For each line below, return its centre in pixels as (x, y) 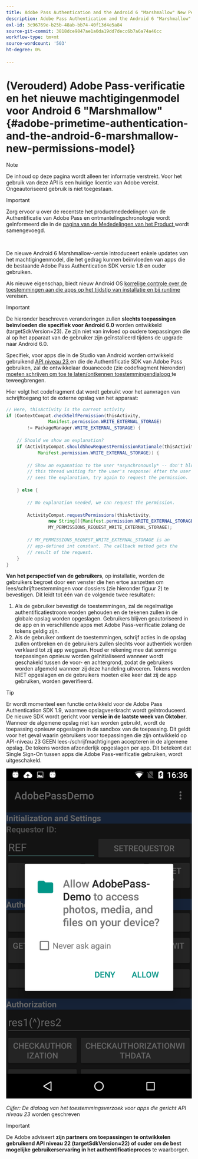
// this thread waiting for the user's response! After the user (109, 471)
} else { (27, 490)
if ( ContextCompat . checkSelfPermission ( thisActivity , (74, 415)
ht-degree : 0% (24, 50)
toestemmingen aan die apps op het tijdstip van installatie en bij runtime (93, 289)
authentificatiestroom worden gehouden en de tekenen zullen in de (96, 612)
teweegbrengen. (26, 380)
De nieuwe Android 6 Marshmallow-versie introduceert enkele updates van (97, 253)
